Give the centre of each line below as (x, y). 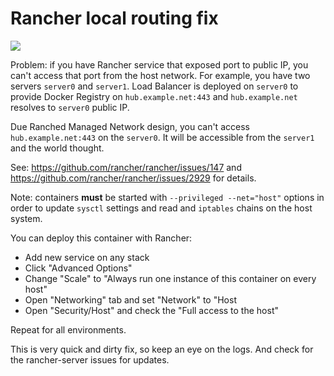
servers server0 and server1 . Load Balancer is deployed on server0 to (154, 86)
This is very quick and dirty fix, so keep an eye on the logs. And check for (162, 349)
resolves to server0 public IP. (70, 107)
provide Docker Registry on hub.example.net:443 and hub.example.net (154, 96)
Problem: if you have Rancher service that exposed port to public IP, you (159, 64)
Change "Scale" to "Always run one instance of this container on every (170, 278)
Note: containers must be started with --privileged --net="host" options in (167, 197)
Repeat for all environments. (68, 329)
